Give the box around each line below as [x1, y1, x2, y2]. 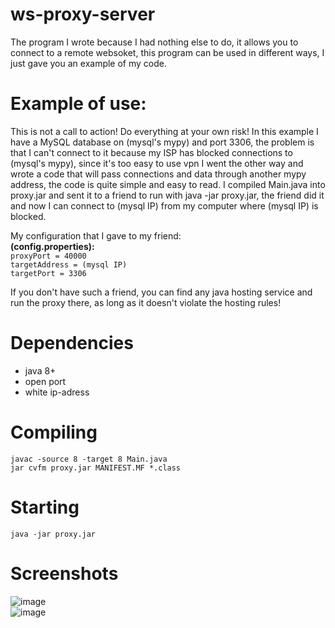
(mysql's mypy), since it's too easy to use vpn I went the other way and [10, 157, 304, 169]
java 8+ [24, 364, 57, 377]
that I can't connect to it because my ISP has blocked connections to [10, 146, 293, 158]
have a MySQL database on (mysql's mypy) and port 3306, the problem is [10, 136, 315, 148]
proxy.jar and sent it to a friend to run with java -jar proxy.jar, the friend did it [10, 189, 325, 201]
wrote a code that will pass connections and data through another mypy [10, 168, 307, 180]
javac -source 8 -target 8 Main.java [10, 454, 168, 464]
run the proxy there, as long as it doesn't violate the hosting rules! [10, 296, 282, 308]
